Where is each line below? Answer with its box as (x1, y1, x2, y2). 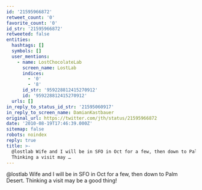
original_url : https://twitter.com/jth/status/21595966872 (6, 115, 158, 121)
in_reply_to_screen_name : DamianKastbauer (6, 109, 114, 115)
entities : (6, 37, 31, 43)
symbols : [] (11, 48, 42, 54)
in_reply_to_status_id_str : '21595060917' (6, 103, 114, 110)
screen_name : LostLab (22, 64, 77, 71)
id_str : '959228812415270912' (22, 87, 98, 93)
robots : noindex (6, 132, 47, 138)
